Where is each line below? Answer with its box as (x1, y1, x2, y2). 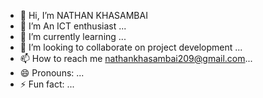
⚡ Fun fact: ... (19, 78, 75, 90)
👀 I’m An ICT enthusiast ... (19, 20, 127, 32)
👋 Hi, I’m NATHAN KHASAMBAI (19, 10, 148, 21)
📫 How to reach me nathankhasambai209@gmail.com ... (19, 53, 253, 64)
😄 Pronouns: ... (19, 67, 85, 79)
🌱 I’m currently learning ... (19, 31, 127, 42)
